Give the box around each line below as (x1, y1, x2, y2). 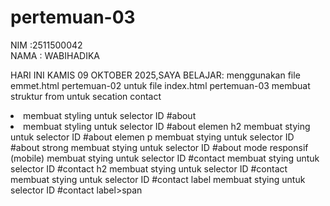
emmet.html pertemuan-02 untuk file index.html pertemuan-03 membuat (10, 79, 311, 91)
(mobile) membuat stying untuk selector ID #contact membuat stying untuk (10, 152, 320, 164)
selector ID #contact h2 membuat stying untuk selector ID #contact (10, 162, 288, 175)
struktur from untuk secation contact (10, 90, 162, 102)
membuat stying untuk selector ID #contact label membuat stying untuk (10, 173, 306, 185)
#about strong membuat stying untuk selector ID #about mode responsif (10, 141, 309, 153)
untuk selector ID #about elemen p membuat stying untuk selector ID (10, 131, 295, 143)
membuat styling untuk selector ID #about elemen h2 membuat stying (23, 120, 311, 132)
